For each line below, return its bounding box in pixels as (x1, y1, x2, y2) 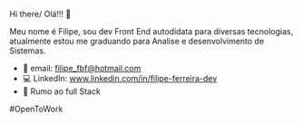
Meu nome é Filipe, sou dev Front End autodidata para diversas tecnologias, (9, 26, 294, 36)
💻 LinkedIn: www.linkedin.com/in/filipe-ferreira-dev (22, 73, 218, 83)
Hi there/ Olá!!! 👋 (9, 9, 72, 19)
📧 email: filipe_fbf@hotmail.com (22, 63, 141, 73)
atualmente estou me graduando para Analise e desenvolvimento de (9, 36, 265, 46)
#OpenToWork (9, 104, 63, 114)
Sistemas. (9, 45, 46, 56)
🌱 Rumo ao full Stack (22, 86, 102, 97)
